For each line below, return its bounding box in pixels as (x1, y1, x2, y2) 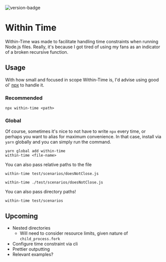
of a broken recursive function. (5, 49, 69, 55)
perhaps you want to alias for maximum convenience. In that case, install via (5, 134, 162, 140)
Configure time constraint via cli (12, 241, 78, 247)
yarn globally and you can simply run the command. (5, 139, 111, 145)
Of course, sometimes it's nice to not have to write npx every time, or (5, 128, 146, 134)
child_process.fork (19, 237, 61, 242)
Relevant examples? (12, 252, 54, 258)
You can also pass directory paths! (5, 189, 76, 195)
